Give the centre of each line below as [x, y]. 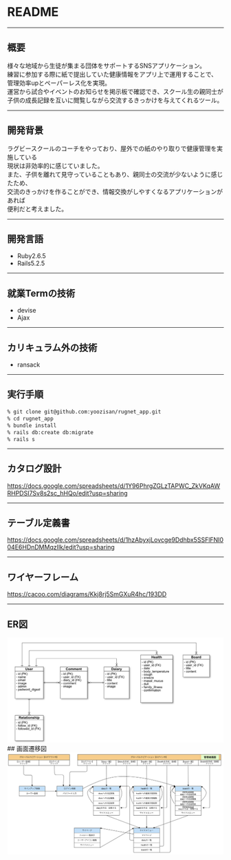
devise [26, 311]
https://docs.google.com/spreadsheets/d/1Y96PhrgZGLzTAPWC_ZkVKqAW [114, 486]
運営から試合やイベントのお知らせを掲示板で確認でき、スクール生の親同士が [115, 91]
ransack [29, 364]
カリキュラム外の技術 [52, 348]
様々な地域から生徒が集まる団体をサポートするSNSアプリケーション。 [107, 66]
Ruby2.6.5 [31, 256]
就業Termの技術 [41, 293]
